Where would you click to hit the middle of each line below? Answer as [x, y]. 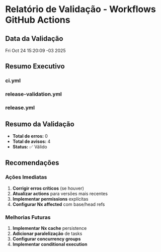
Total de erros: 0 [30, 136]
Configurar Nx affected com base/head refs [59, 204]
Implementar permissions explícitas [50, 199]
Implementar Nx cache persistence [50, 228]
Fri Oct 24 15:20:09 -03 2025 [36, 51]
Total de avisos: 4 [31, 141]
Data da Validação [34, 38]
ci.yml [13, 80]
